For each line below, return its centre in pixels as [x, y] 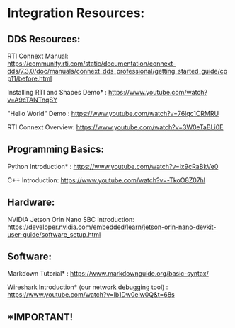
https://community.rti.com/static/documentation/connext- [92, 64]
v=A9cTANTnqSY [33, 100]
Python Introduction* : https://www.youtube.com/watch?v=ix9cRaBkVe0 [113, 166]
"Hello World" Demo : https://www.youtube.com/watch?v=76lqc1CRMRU [113, 113]
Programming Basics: [56, 150]
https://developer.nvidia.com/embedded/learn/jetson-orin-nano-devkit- [112, 227]
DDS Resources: [44, 39]
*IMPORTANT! [40, 317]
